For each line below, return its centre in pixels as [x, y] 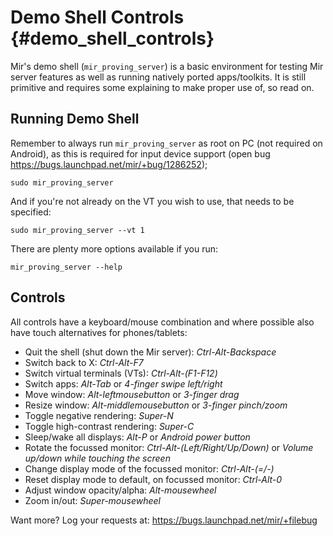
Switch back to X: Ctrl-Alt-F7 [84, 362]
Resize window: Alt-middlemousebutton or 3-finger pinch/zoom [156, 405]
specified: [31, 212]
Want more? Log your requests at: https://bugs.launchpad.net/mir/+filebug [164, 520]
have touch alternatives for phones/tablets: [99, 332]
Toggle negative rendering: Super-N [99, 415]
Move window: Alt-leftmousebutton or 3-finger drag [132, 394]
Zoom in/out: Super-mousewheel [92, 500]
